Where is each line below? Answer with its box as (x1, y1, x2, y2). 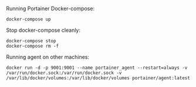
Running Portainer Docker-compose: (6, 5, 95, 12)
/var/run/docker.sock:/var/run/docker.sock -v (6, 70, 122, 76)
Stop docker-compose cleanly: (6, 26, 81, 34)
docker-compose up (6, 16, 51, 22)
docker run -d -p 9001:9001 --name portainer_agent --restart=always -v (6, 65, 188, 71)
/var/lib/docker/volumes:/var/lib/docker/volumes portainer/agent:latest (6, 75, 191, 81)
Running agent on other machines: (6, 53, 90, 61)
